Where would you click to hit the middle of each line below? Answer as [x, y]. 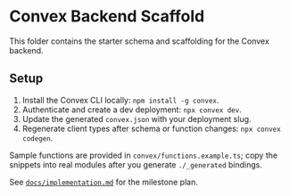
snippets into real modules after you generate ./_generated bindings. [136, 164]
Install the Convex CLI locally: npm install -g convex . [120, 100]
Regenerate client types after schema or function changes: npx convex [151, 128]
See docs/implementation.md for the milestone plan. [104, 182]
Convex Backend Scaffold [107, 16]
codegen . [37, 138]
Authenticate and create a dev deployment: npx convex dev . [132, 110]
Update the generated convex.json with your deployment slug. [137, 118]
